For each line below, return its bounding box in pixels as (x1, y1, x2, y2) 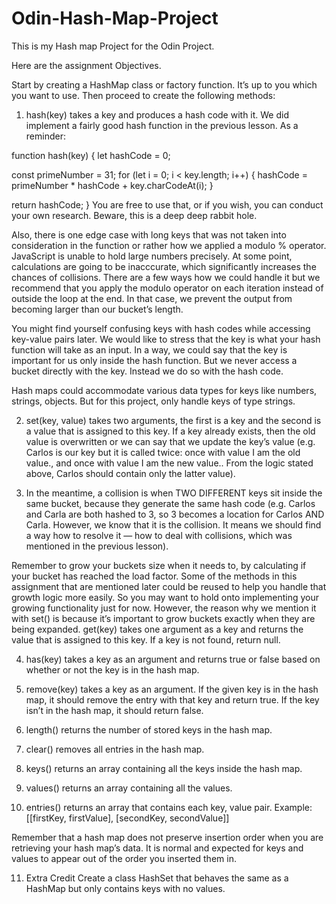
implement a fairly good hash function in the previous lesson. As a (25, 119, 299, 131)
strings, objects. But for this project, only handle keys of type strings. (11, 395, 296, 407)
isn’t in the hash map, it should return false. (25, 704, 204, 716)
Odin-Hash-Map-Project (11, 7, 219, 30)
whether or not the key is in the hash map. (25, 663, 200, 676)
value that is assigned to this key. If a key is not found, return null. (11, 633, 281, 646)
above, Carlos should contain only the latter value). (25, 467, 236, 479)
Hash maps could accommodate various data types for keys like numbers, (11, 384, 318, 396)
